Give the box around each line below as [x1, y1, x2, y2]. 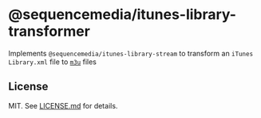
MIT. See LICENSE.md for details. [8, 101, 118, 110]
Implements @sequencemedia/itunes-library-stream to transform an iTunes [8, 48, 254, 58]
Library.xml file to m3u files [8, 57, 97, 67]
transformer [8, 22, 90, 40]
